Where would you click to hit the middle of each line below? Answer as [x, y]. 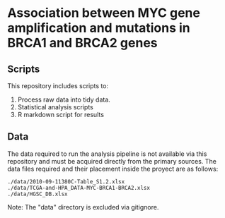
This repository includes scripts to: [58, 86]
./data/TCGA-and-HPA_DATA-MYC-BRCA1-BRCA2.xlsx [79, 188]
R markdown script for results [61, 115]
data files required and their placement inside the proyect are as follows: [113, 169]
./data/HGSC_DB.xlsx [38, 194]
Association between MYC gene [104, 13]
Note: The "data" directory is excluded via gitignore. [83, 207]
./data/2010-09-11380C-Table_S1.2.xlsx [66, 181]
